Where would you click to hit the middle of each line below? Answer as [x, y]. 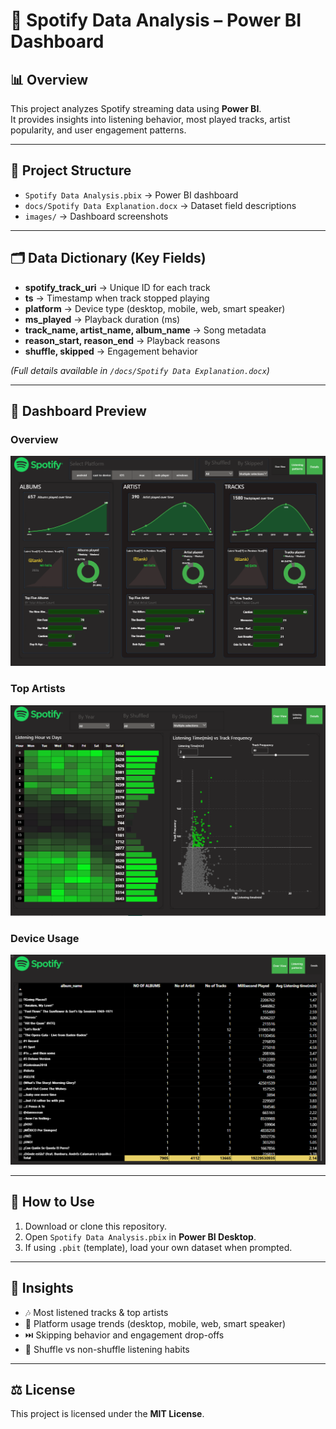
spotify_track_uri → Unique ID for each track [117, 287]
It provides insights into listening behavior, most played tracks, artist [150, 119]
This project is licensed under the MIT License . [107, 1414]
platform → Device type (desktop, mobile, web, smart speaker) [155, 308]
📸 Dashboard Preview [78, 411]
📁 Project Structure [71, 170]
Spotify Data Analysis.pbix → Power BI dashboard [131, 195]
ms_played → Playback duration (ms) [102, 319]
